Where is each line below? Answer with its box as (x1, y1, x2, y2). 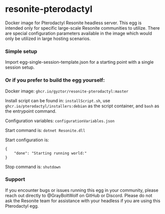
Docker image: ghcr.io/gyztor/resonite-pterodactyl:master (5, 88, 129, 94)
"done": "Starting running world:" (14, 151, 87, 156)
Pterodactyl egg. (5, 203, 39, 209)
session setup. (5, 64, 35, 70)
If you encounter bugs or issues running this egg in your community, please (5, 187, 159, 193)
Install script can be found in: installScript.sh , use (5, 97, 111, 103)
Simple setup (5, 48, 37, 55)
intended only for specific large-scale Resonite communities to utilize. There (5, 25, 160, 31)
